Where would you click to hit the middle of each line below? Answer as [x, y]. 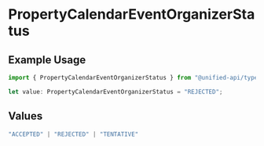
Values [26, 116]
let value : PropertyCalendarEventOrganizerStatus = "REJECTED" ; [115, 91]
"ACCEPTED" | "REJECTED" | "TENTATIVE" [73, 134]
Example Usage [47, 60]
